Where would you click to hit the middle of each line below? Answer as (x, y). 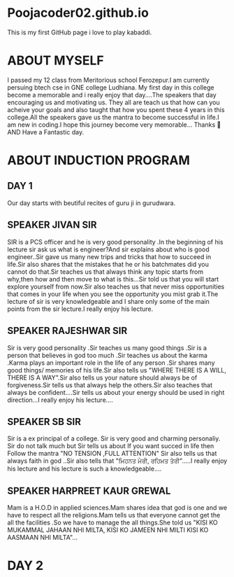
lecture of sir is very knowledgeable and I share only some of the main (108, 301)
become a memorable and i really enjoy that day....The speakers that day (112, 95)
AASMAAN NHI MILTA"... (43, 538)
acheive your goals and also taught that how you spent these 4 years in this (116, 109)
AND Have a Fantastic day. (46, 132)
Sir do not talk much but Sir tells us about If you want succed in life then (111, 446)
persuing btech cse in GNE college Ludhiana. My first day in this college (111, 87)
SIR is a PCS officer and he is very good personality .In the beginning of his (115, 242)
